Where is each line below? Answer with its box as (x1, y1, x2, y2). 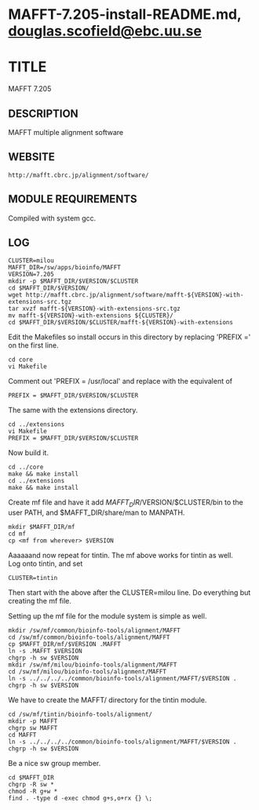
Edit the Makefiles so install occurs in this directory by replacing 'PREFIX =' (8, 332, 251, 342)
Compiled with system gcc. (8, 213, 97, 223)
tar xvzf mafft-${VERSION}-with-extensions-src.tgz (8, 305, 181, 313)
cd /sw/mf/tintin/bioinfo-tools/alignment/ (8, 710, 153, 719)
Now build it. (8, 448, 49, 458)
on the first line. (8, 341, 59, 350)
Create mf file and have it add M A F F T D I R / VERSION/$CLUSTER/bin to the (8, 498, 243, 509)
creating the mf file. (8, 597, 72, 606)
